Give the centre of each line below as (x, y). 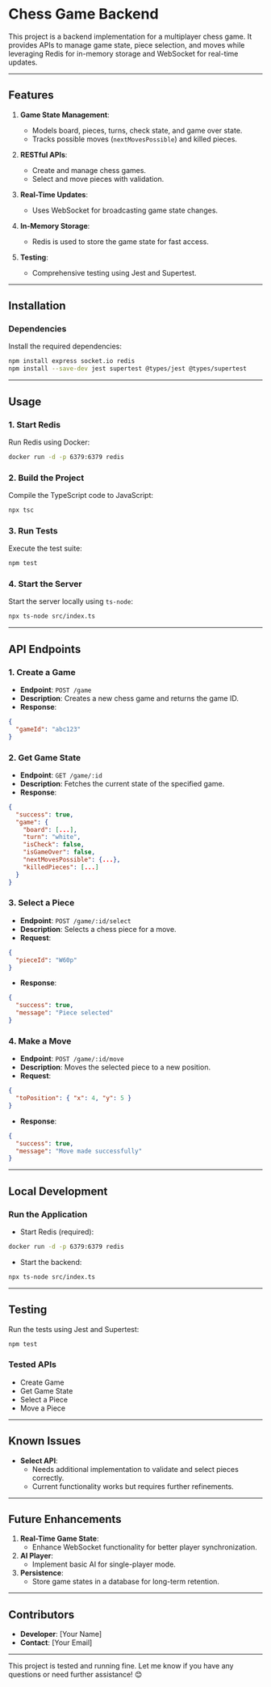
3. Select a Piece (42, 903)
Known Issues (45, 1441)
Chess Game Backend (83, 14)
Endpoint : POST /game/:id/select (75, 920)
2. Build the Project (46, 478)
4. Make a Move (40, 1041)
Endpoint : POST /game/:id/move (72, 1059)
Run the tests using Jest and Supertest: (74, 1329)
